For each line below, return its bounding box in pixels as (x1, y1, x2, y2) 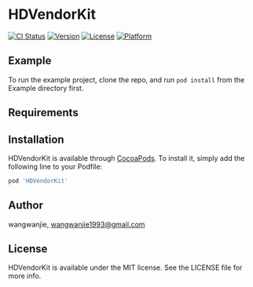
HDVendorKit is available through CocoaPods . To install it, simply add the (8, 153, 245, 162)
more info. (8, 271, 42, 281)
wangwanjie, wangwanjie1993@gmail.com (8, 220, 145, 229)
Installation (8, 133, 64, 146)
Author (8, 198, 43, 213)
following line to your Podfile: (8, 162, 103, 171)
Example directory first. (8, 83, 84, 93)
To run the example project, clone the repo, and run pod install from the (8, 74, 245, 84)
